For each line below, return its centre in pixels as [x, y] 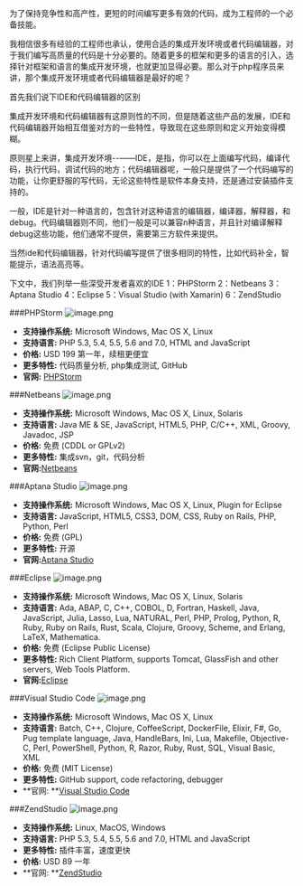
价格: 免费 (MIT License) [68, 768]
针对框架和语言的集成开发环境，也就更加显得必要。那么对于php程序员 [147, 66]
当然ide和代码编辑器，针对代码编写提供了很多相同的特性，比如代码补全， [146, 253]
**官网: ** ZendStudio [62, 872]
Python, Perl [46, 526]
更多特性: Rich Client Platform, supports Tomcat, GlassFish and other [150, 659]
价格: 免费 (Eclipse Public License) [86, 648]
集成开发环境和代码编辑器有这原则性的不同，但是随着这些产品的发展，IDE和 [150, 116]
